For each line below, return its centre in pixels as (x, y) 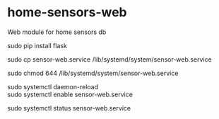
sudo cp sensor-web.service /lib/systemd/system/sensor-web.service (109, 59)
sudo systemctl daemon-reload (53, 86)
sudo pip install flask (37, 45)
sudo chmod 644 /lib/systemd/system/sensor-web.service (93, 73)
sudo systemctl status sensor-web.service (69, 108)
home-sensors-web (67, 12)
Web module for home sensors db (57, 32)
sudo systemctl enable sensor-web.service (70, 94)
